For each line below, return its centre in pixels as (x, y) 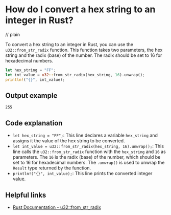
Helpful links (26, 195)
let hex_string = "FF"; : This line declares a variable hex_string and (85, 135)
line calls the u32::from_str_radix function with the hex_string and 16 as (89, 152)
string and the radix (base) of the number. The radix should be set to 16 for (84, 55)
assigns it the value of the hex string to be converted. (69, 141)
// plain (13, 34)
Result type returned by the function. (52, 168)
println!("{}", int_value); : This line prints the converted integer (82, 174)
